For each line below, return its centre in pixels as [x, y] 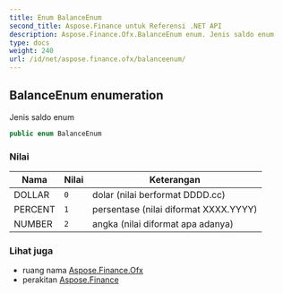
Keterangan [175, 179]
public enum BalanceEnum [56, 134]
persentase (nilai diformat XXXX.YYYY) [175, 209]
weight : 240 [31, 51]
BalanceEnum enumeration [86, 95]
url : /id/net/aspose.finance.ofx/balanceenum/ [98, 59]
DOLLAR [32, 195]
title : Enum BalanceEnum [56, 17]
